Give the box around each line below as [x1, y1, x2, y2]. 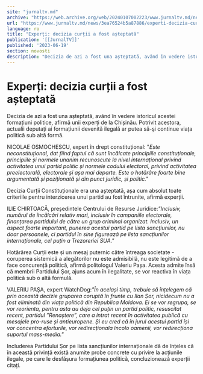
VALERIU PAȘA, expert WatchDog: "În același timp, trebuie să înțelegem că [7, 285, 192, 293]
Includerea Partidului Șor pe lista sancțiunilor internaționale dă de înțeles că [7, 342, 195, 349]
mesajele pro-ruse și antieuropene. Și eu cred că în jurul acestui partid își [7, 317, 189, 325]
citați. [7, 361, 20, 369]
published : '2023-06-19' [7, 43, 69, 49]
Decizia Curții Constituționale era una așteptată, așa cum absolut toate [7, 187, 182, 194]
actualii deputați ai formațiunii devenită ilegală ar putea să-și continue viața [7, 125, 193, 132]
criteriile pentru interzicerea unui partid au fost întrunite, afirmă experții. [7, 193, 185, 201]
